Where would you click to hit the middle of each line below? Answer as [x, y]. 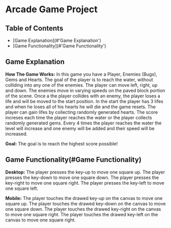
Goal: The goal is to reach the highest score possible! [62, 143]
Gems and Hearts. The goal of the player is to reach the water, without [79, 80]
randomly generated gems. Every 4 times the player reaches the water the [83, 123]
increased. [17, 134]
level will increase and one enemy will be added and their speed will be [80, 128]
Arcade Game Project [52, 9]
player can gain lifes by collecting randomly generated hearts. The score [82, 112]
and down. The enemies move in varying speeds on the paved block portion [85, 90]
